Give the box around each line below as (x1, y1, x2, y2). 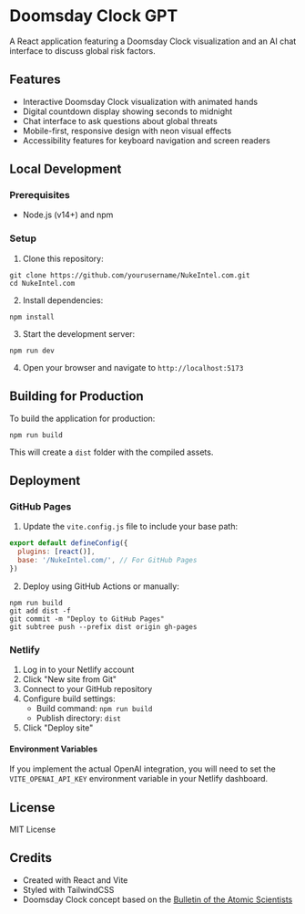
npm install (9, 312, 55, 321)
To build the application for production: (9, 413, 156, 424)
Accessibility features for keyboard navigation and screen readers (22, 134, 270, 146)
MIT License (9, 824, 56, 835)
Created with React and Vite (22, 874, 128, 886)
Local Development (9, 162, 122, 177)
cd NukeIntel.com (9, 278, 76, 288)
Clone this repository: (22, 253, 104, 264)
